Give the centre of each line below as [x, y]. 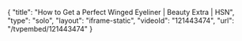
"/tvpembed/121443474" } [50, 29]
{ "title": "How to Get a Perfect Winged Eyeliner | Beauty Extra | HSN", [121, 12]
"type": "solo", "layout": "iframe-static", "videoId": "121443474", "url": [121, 20]
